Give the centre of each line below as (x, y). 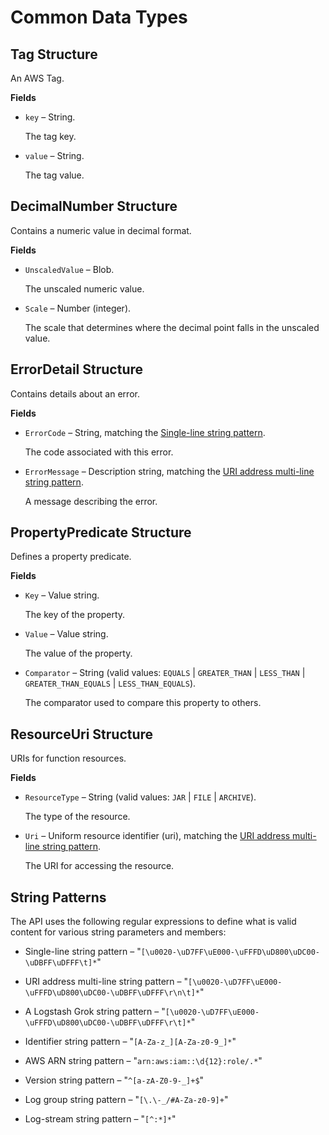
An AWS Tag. (37, 78)
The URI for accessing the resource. (99, 866)
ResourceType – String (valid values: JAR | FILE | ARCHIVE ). (140, 797)
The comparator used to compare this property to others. (143, 703)
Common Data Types (99, 17)
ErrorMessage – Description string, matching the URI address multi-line (169, 471)
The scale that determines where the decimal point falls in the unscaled (172, 327)
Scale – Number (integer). (78, 308)
